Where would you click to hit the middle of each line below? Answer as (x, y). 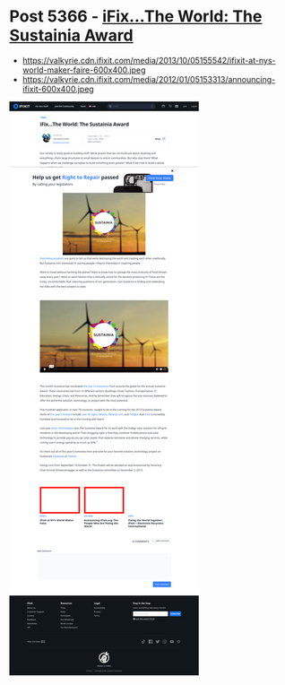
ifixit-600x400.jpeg (58, 89)
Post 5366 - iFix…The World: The (136, 17)
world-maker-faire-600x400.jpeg (84, 70)
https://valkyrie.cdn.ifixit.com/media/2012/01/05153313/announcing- (149, 79)
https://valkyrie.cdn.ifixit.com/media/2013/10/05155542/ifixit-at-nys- (149, 60)
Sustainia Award (71, 35)
